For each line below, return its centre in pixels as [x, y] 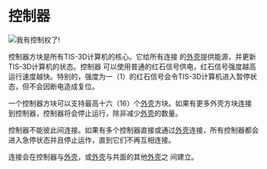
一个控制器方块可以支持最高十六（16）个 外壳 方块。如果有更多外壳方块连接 [130, 103]
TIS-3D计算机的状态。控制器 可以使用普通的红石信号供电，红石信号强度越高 [132, 66]
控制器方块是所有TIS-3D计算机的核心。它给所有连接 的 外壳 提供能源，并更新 [132, 56]
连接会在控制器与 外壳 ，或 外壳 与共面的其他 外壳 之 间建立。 [103, 156]
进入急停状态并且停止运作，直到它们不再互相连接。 [92, 140]
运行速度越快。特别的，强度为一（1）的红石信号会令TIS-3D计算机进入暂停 [129, 76]
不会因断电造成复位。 [64, 86]
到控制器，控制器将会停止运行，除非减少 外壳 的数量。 [95, 113]
